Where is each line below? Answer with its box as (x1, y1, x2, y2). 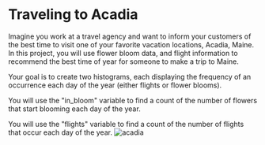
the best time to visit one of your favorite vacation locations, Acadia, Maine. (8, 39, 255, 49)
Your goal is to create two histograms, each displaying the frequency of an (8, 72, 252, 81)
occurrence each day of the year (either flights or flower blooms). (8, 80, 222, 90)
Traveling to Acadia (8, 6, 138, 24)
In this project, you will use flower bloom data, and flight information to (8, 48, 239, 58)
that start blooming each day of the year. (8, 104, 141, 113)
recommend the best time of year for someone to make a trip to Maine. (8, 57, 240, 66)
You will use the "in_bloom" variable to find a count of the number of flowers (8, 95, 258, 105)
